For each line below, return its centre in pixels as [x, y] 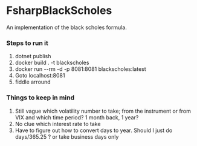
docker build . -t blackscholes [52, 63]
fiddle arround [33, 82]
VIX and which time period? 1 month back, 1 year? [77, 117]
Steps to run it [27, 43]
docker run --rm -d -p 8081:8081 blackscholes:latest [80, 69]
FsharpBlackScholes [59, 11]
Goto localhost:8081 [40, 76]
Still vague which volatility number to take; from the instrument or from [103, 111]
